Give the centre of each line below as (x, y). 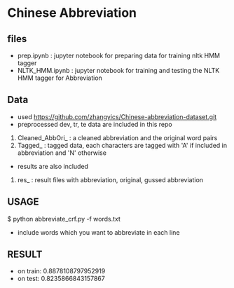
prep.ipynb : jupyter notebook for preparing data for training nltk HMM (119, 55)
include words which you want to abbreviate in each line (98, 232)
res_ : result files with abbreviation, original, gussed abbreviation (110, 179)
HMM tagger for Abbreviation (60, 78)
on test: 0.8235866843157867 (61, 279)
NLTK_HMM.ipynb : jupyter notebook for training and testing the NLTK (118, 70)
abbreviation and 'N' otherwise (62, 153)
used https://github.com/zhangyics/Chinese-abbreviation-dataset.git (117, 116)
